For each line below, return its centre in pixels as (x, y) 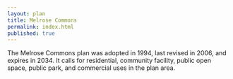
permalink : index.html (41, 27)
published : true (31, 33)
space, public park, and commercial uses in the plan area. (91, 68)
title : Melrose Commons (42, 20)
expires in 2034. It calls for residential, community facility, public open (109, 61)
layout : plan (26, 14)
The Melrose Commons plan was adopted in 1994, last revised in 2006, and (117, 53)
